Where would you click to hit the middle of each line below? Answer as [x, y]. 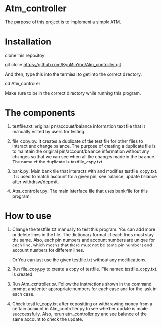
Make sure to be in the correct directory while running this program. [73, 93]
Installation [28, 42]
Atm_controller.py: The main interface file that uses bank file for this [80, 191]
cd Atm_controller [23, 83]
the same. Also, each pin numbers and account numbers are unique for [83, 240]
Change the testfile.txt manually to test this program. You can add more [84, 229]
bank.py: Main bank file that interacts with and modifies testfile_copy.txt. [85, 171]
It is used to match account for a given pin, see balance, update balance [84, 176]
